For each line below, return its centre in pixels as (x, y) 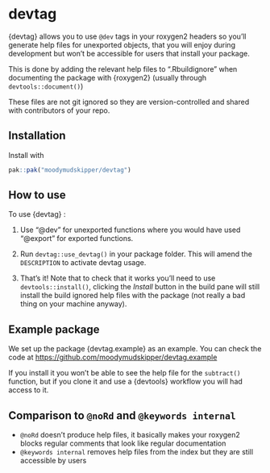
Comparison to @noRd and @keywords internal (122, 415)
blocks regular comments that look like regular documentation (123, 443)
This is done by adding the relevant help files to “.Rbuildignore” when (123, 68)
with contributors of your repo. (59, 110)
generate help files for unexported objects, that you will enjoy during (122, 44)
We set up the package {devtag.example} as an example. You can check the (135, 349)
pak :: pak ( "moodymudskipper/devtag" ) (70, 170)
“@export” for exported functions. (77, 239)
